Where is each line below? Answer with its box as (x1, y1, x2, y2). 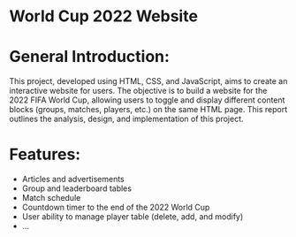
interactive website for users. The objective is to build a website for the (9, 86, 268, 96)
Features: (9, 144, 81, 164)
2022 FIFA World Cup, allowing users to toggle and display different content (9, 95, 285, 105)
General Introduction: (9, 47, 171, 67)
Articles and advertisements (21, 174, 125, 185)
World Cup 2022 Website (9, 6, 199, 27)
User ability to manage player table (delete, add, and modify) (21, 211, 244, 222)
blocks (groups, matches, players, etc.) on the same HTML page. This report (9, 104, 288, 115)
